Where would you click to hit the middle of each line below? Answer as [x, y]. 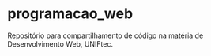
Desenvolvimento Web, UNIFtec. [60, 43]
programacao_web [70, 14]
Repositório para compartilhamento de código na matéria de [105, 35]
